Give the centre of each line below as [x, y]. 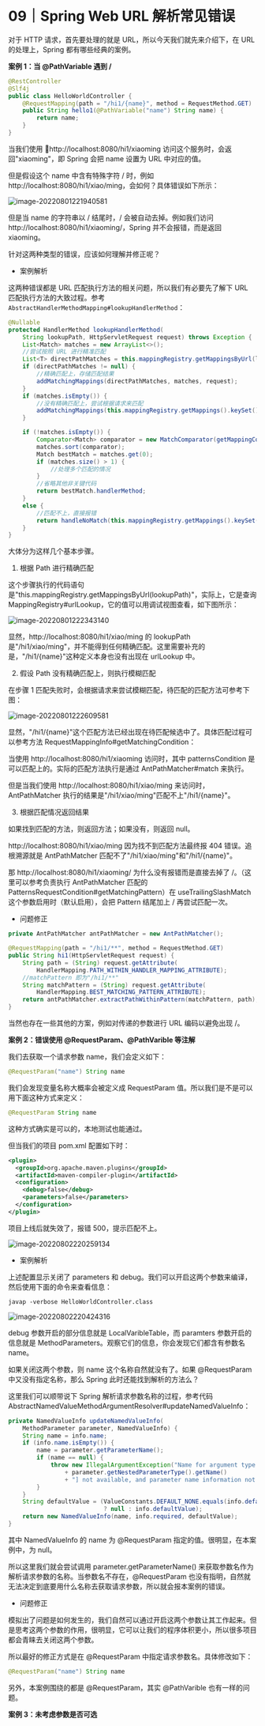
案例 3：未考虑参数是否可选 [53, 1714]
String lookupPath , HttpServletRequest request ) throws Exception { [137, 337]
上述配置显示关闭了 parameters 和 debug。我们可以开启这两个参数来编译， [130, 1277]
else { [33, 506]
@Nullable [24, 322]
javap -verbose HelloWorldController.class [81, 1301]
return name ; [58, 118]
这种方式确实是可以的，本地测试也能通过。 [77, 1128]
